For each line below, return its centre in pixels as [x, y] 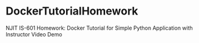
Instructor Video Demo [34, 34]
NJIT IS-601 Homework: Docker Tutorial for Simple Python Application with [99, 28]
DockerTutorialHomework [72, 11]
